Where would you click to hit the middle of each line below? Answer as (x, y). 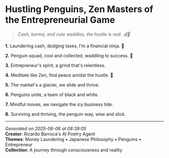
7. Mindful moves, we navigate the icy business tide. (59, 104)
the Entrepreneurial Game (60, 20)
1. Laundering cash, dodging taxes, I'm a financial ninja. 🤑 (65, 46)
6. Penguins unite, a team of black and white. (52, 95)
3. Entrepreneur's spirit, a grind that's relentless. (55, 65)
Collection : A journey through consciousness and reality (64, 150)
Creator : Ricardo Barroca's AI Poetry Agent (50, 134)
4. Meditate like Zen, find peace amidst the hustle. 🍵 (59, 75)
